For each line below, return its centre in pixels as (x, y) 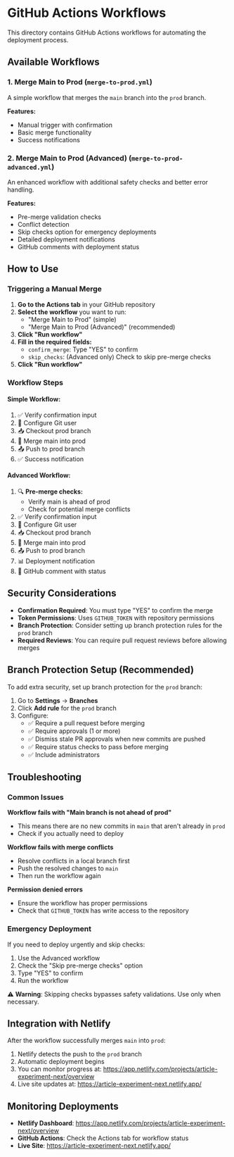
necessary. (24, 1001)
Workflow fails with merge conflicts (60, 847)
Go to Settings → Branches (58, 700)
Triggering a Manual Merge (54, 289)
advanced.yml (30, 167)
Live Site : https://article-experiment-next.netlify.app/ (94, 1146)
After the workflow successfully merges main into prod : (86, 1041)
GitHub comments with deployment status (78, 246)
